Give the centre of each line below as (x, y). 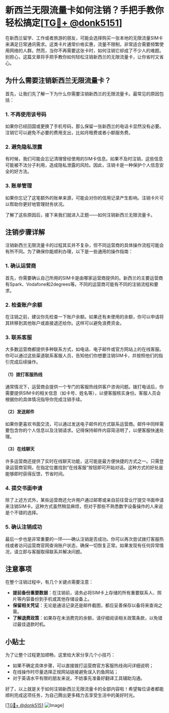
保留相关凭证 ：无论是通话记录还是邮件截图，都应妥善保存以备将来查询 (85, 606)
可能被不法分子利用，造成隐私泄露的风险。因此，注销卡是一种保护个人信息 (82, 165)
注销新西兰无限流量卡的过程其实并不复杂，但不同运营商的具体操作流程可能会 (84, 245)
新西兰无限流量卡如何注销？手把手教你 (85, 10)
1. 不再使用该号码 (26, 114)
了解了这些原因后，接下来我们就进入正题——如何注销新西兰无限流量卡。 (80, 214)
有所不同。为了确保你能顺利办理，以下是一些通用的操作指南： (69, 252)
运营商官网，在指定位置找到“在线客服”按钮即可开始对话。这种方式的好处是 (86, 467)
